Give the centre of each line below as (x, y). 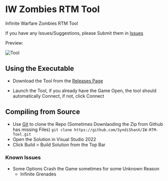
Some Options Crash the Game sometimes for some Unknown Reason (86, 168)
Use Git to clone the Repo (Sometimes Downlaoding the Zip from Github (88, 124)
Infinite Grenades (38, 174)
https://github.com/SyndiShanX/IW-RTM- (116, 130)
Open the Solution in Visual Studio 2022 (54, 139)
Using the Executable (40, 69)
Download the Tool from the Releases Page (58, 81)
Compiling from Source (43, 112)
